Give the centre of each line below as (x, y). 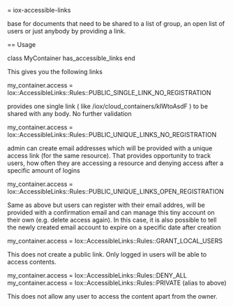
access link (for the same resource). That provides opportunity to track (109, 156)
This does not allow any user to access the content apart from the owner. (112, 296)
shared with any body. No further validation (70, 114)
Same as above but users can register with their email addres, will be (106, 205)
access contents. (32, 262)
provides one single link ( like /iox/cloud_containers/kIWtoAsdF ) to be (107, 106)
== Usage (22, 44)
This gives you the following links (55, 72)
